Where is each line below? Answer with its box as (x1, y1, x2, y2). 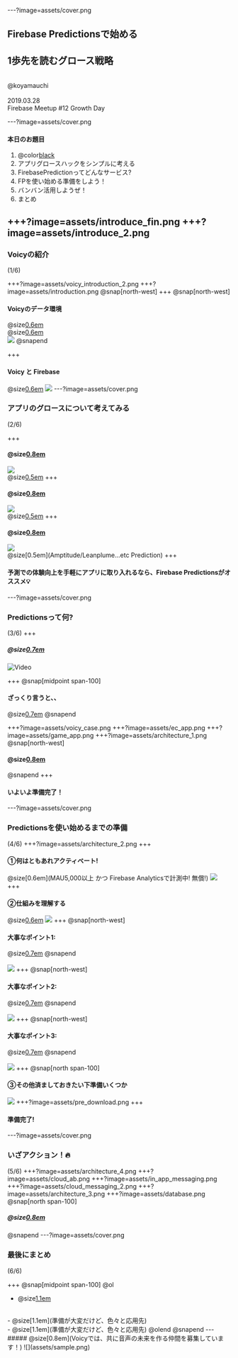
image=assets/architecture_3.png (7, 1189, 105, 1198)
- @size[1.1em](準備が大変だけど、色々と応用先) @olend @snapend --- (7, 1325, 215, 1333)
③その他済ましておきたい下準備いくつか (7, 1081, 127, 1089)
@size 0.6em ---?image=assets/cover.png (7, 384, 138, 393)
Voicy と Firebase (7, 367, 60, 376)
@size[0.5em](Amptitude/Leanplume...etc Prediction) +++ (7, 551, 177, 559)
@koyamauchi (7, 82, 49, 90)
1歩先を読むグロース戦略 (7, 55, 114, 67)
